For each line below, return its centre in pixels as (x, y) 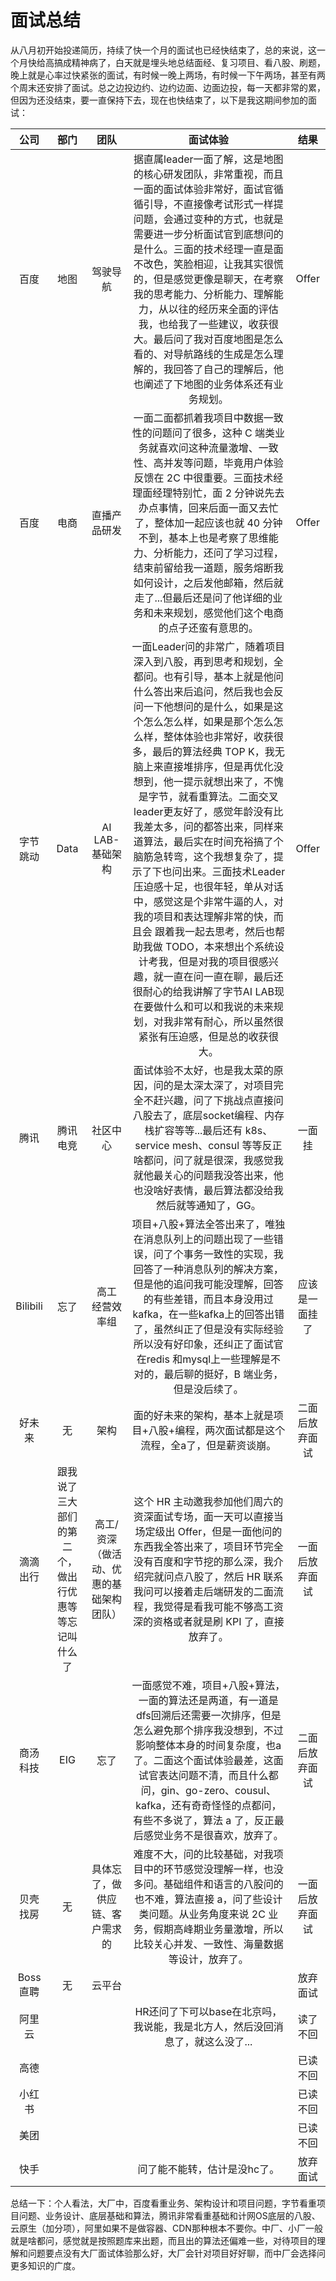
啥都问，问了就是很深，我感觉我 (208, 1160)
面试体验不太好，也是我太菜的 (203, 1070)
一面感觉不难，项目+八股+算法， (208, 1685)
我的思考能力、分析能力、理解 (203, 294)
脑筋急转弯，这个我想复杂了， (203, 856)
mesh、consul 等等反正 (227, 1145)
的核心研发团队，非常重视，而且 (208, 174)
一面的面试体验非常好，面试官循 (208, 189)
